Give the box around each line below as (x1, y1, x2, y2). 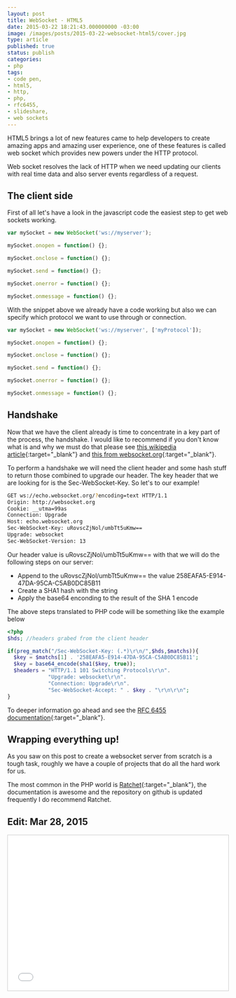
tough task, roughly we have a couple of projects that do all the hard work (7, 760, 221, 768)
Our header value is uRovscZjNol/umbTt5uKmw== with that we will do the (7, 550, 220, 559)
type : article (7, 36, 49, 43)
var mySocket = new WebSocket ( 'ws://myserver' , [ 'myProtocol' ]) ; (7, 327, 202, 334)
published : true (7, 43, 55, 50)
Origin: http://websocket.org (7, 498, 96, 505)
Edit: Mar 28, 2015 (7, 816, 88, 828)
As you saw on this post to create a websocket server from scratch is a (7, 752, 212, 760)
